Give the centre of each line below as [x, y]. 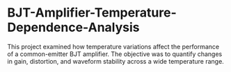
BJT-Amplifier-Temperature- [92, 13]
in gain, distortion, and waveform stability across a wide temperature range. [115, 61]
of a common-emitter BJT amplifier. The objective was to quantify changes [115, 54]
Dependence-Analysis [74, 27]
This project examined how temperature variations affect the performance [113, 46]
